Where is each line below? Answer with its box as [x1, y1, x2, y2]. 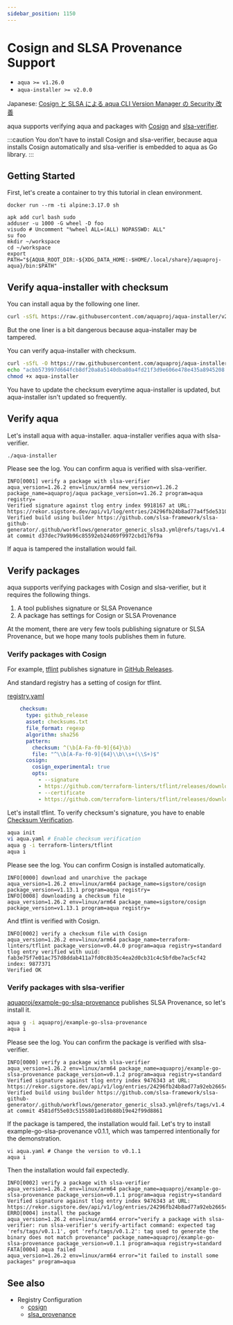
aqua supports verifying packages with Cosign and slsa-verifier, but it [7, 583, 207, 591]
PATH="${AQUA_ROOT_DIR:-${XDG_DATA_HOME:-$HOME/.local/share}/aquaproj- [7, 257, 222, 263]
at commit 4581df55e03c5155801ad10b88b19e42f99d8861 [7, 1107, 163, 1115]
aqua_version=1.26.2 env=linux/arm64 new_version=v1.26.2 [7, 484, 178, 491]
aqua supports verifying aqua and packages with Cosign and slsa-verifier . [7, 122, 218, 130]
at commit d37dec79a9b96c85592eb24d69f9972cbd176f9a [7, 532, 163, 539]
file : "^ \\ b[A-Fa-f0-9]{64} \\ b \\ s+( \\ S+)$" [32, 750, 159, 758]
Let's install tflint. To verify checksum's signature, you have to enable [7, 808, 205, 817]
